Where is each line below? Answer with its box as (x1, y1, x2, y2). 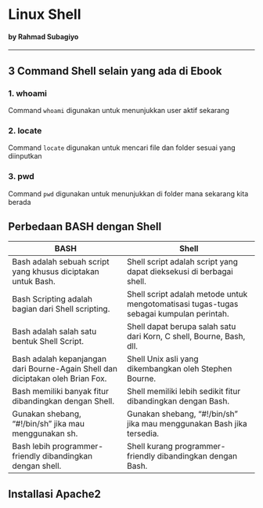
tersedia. (126, 428, 159, 439)
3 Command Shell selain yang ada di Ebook (8, 64, 222, 78)
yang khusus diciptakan (12, 266, 99, 277)
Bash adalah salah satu (12, 326, 97, 337)
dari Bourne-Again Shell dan (12, 364, 117, 375)
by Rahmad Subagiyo (8, 31, 79, 41)
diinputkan (8, 152, 42, 161)
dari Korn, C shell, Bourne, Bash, (126, 331, 246, 342)
